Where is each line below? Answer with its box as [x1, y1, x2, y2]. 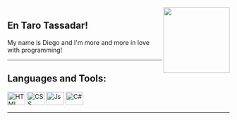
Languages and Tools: [7, 73, 107, 85]
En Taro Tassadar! [7, 20, 88, 32]
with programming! [7, 46, 63, 54]
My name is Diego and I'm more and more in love [7, 38, 150, 46]
